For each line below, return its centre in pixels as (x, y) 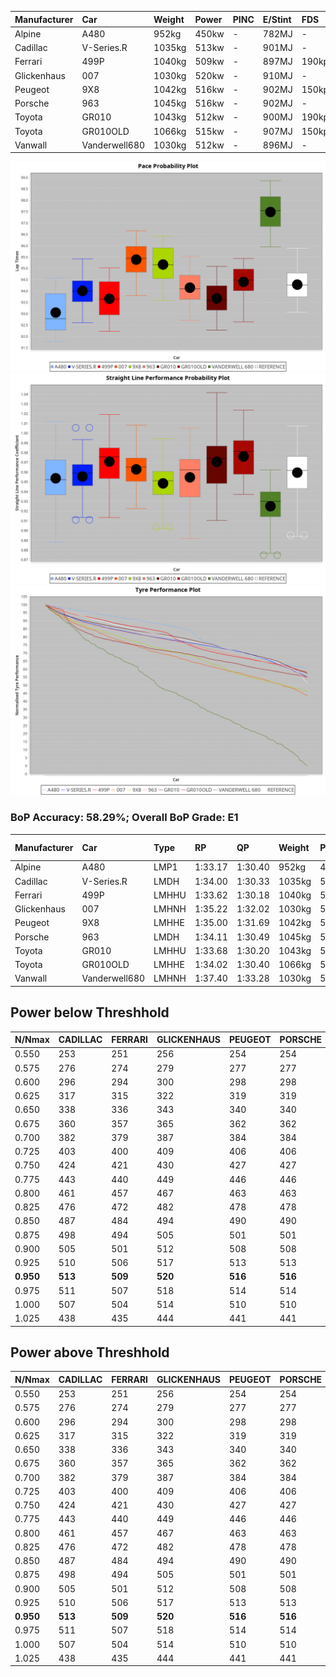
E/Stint (277, 19)
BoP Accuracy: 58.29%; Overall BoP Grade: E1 (124, 818)
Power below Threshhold (90, 1012)
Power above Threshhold (90, 1352)
